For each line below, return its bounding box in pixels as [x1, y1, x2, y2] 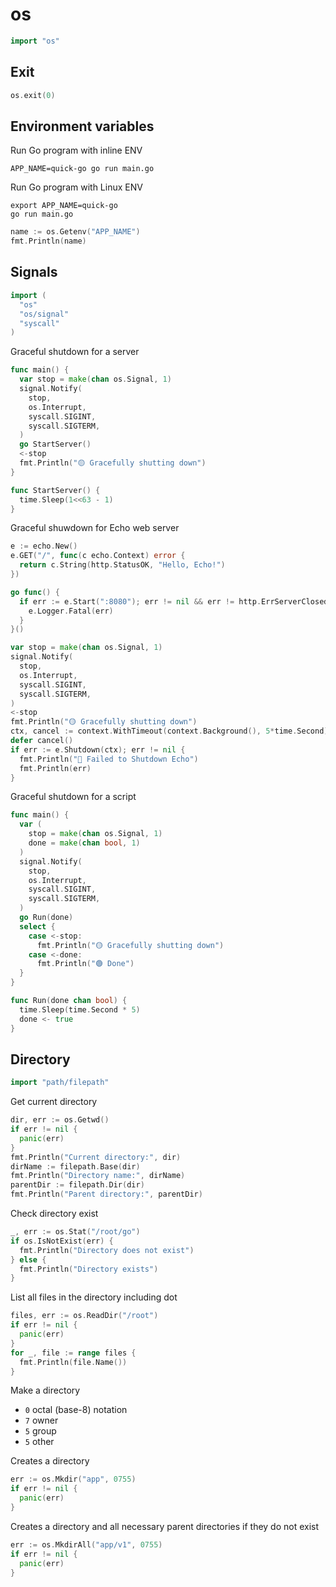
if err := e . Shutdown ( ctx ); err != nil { [10, 744, 186, 755]
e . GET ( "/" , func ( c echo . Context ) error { [10, 551, 186, 561]
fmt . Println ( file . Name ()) [19, 1357, 128, 1367]
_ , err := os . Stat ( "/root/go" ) [10, 1227, 141, 1237]
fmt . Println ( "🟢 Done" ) [36, 959, 135, 969]
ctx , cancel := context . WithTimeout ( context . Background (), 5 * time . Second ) [10, 726, 329, 737]
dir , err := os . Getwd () [10, 1115, 110, 1125]
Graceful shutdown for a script [10, 791, 137, 803]
